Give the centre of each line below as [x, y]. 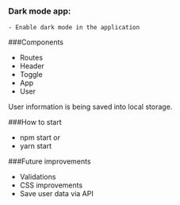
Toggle [31, 75]
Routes [31, 58]
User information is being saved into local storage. [90, 107]
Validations [38, 177]
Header [32, 66]
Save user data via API [56, 194]
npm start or [40, 137]
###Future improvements [50, 161]
